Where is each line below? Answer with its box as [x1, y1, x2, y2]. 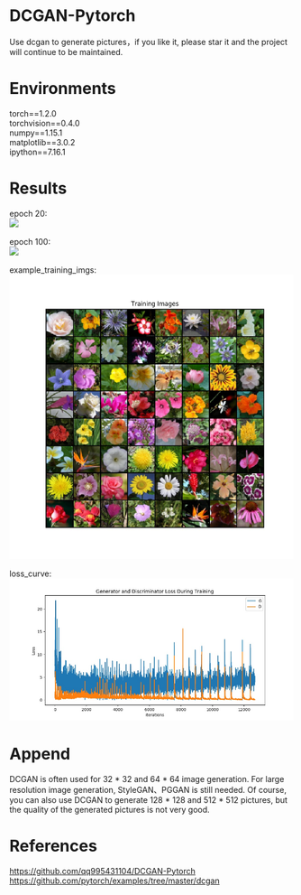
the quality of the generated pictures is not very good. [9, 804, 210, 815]
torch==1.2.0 [9, 107, 57, 118]
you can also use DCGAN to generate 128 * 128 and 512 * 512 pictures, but [9, 794, 288, 805]
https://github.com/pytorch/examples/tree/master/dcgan [9, 875, 220, 886]
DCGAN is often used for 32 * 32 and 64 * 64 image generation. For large [9, 773, 285, 784]
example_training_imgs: [9, 264, 97, 275]
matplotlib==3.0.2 [9, 136, 76, 147]
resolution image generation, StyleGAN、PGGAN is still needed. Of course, [9, 784, 287, 795]
